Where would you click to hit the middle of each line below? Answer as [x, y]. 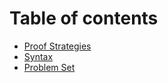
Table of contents [84, 18]
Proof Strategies [57, 46]
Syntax [38, 56]
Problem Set [49, 67]
